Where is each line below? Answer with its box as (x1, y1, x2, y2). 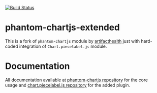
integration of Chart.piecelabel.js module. (19, 43, 107, 49)
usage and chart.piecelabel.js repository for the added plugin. (5, 82, 130, 88)
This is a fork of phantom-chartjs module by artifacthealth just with (5, 38, 140, 44)
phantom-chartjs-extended (5, 22, 120, 33)
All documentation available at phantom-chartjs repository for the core (5, 77, 148, 83)
